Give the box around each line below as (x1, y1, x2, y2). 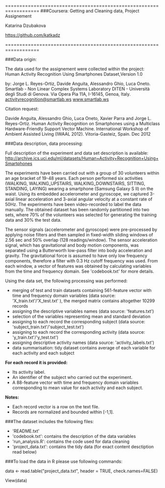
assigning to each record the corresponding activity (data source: (12, 329, 145, 335)
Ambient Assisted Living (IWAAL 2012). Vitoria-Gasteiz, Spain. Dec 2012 (5, 131, 151, 137)
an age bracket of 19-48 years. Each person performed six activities (5, 175, 143, 181)
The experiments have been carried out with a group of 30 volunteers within (5, 170, 160, 176)
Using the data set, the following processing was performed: (5, 278, 128, 284)
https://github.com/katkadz (5, 32, 60, 38)
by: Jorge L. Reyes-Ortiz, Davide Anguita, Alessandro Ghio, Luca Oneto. (5, 81, 151, 86)
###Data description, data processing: (5, 141, 83, 146)
